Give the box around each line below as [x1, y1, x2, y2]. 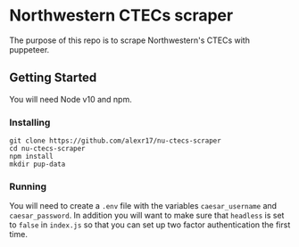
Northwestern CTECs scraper [9, 5, 234, 26]
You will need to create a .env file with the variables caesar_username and [9, 201, 278, 211]
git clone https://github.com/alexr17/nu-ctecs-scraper [9, 136, 221, 145]
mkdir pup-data [9, 160, 66, 169]
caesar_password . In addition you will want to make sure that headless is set [9, 210, 285, 221]
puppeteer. [9, 44, 50, 54]
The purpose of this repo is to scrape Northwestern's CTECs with [9, 35, 250, 45]
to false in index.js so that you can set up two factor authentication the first [9, 219, 291, 230]
